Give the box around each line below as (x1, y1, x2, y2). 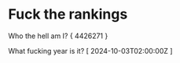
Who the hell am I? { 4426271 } (8, 31, 108, 40)
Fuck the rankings (8, 5, 128, 23)
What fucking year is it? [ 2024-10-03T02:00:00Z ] (8, 46, 173, 55)
